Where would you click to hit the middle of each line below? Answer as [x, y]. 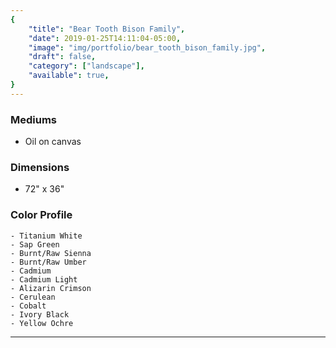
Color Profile [41, 215]
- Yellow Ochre [42, 323]
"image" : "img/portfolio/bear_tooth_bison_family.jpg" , [147, 47]
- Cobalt [28, 306]
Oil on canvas [53, 142]
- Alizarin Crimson [51, 288]
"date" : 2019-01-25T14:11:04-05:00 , [105, 38]
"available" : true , [69, 76]
